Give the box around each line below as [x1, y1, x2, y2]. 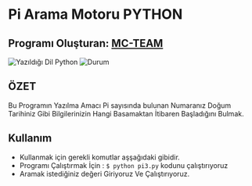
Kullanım [8, 131, 52, 145]
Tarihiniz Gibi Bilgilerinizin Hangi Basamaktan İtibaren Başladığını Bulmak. [8, 109, 244, 118]
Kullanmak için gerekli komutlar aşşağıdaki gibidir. [19, 152, 180, 162]
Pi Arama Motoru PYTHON [8, 5, 183, 23]
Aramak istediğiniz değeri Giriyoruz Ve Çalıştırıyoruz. [19, 169, 190, 178]
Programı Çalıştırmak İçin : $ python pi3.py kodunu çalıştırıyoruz [19, 160, 229, 170]
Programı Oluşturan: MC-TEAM [8, 37, 164, 50]
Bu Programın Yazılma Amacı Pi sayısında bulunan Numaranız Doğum [8, 100, 232, 110]
